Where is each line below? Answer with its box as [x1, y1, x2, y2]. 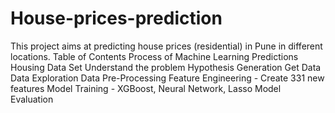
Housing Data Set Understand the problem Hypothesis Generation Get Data [10, 61, 322, 73]
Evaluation [10, 93, 54, 105]
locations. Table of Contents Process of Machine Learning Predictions [10, 50, 299, 62]
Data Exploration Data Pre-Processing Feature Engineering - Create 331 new [10, 72, 325, 84]
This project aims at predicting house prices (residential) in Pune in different [10, 40, 323, 52]
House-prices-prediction [10, 7, 223, 30]
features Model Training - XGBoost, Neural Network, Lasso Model [10, 82, 282, 94]
